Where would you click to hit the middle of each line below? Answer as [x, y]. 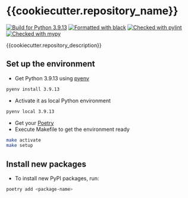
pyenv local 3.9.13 [30, 111]
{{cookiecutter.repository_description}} [54, 45]
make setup [20, 146]
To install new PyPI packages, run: [57, 178]
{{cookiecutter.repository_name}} [92, 11]
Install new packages [46, 164]
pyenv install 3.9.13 [33, 89]
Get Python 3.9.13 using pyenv [52, 78]
